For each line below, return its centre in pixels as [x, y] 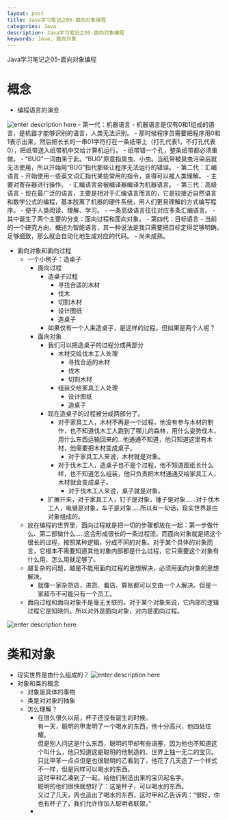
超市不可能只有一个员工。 [80, 594]
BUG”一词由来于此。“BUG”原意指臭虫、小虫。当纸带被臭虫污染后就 [122, 159]
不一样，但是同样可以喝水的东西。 [85, 769]
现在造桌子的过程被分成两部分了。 [96, 414]
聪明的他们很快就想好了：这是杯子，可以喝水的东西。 [112, 786]
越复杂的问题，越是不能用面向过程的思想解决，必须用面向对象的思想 [123, 568]
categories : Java [32, 26]
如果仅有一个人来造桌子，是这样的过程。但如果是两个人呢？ [132, 328]
